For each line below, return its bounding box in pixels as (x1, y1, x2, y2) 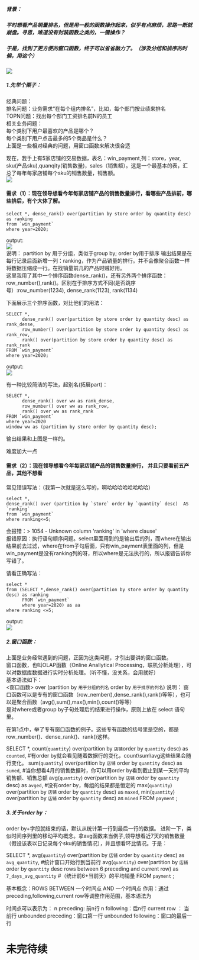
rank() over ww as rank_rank (21, 408, 94, 414)
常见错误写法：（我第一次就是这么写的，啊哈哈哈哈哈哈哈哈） (6, 484, 154, 491)
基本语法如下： (6, 676, 43, 684)
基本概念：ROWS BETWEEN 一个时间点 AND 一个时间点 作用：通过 (6, 885, 169, 892)
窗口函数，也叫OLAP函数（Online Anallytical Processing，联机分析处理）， (6, 662, 187, 669)
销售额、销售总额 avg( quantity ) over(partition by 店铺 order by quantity (6, 774, 180, 781)
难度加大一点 (6, 447, 37, 455)
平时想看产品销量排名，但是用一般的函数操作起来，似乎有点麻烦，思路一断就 (6, 21, 193, 28)
